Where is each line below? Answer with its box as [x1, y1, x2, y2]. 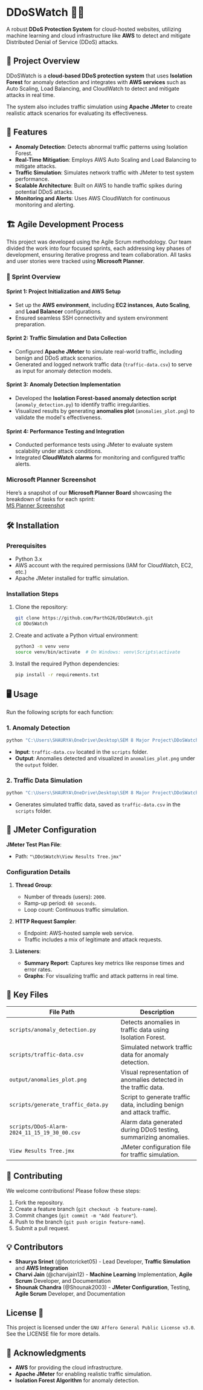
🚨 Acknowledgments [6, 1348, 86, 1358]
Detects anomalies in [120, 1018, 180, 1026]
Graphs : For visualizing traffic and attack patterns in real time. [24, 972, 179, 980]
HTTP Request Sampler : [14, 918, 77, 925]
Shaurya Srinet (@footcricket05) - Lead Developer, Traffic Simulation [14, 1258, 191, 1265]
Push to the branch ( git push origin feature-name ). [14, 1218, 146, 1225]
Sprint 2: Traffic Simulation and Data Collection [6, 334, 127, 341]
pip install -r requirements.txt [14, 671, 100, 677]
